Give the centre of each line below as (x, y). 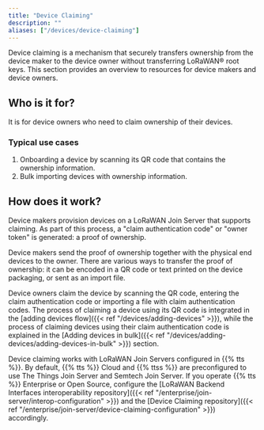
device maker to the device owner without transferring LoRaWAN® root (124, 61)
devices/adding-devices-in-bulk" (62, 344)
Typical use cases (43, 143)
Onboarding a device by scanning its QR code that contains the (123, 160)
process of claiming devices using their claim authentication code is (119, 327)
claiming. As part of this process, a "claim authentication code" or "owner (128, 229)
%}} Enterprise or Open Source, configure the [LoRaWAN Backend (117, 384)
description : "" (35, 23)
